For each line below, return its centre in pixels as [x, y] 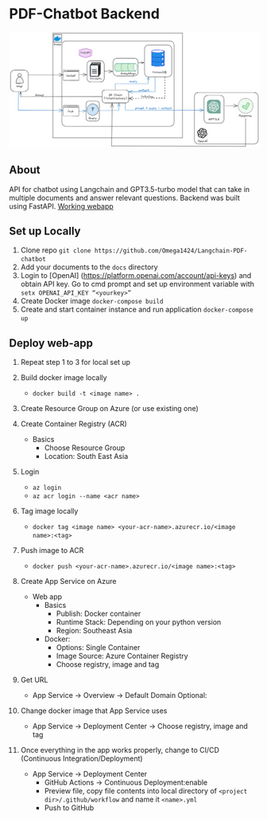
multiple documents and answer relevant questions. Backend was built [125, 198]
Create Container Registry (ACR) [74, 424]
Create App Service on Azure [68, 582]
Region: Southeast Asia [94, 631]
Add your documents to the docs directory [89, 267]
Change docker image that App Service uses [94, 711]
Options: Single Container [98, 648]
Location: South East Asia [86, 457]
